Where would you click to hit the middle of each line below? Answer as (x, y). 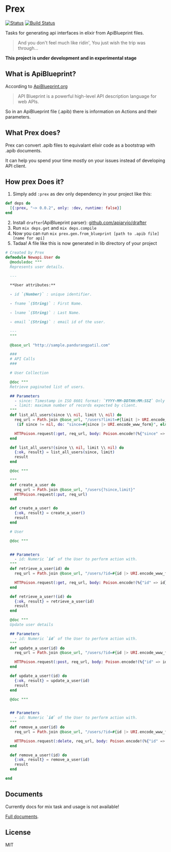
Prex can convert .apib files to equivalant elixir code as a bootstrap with (80, 145)
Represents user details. (37, 267)
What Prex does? (33, 133)
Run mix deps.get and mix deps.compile (54, 228)
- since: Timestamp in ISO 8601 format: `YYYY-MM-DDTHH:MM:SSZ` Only (90, 401)
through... (28, 48)
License (18, 832)
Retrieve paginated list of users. (48, 387)
